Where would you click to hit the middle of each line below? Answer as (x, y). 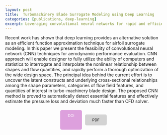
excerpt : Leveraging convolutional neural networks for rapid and (75, 24)
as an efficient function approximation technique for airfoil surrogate (75, 43)
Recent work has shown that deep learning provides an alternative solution (82, 38)
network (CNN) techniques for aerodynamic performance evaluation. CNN (81, 54)
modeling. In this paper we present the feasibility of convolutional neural (79, 48)
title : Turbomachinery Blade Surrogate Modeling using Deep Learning (80, 14)
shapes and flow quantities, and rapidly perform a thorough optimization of (82, 70)
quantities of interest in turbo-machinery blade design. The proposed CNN (82, 91)
